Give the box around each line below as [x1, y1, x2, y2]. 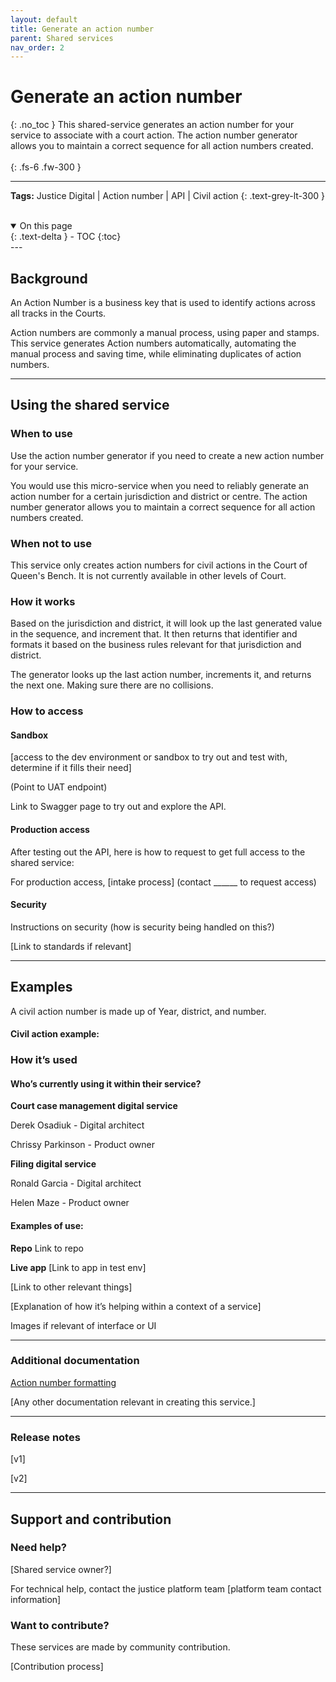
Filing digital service [10, 1158, 97, 1170]
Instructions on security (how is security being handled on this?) [10, 921, 275, 933]
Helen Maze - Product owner [10, 1197, 130, 1209]
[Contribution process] [10, 1661, 104, 1673]
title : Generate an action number [10, 24, 155, 34]
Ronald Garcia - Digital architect [10, 1177, 142, 1190]
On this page [19, 220, 73, 232]
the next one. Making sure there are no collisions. [10, 679, 214, 691]
